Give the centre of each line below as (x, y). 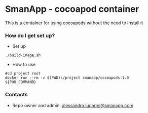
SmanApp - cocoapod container (72, 9)
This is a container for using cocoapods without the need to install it (74, 23)
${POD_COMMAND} (21, 82)
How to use (24, 65)
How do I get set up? (30, 36)
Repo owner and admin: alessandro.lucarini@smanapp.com (73, 105)
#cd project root (23, 74)
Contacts (17, 95)
